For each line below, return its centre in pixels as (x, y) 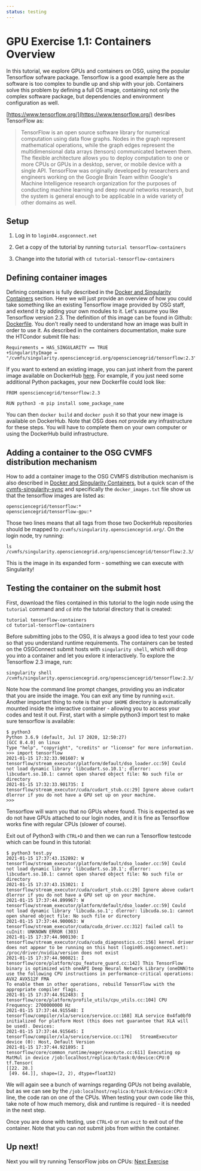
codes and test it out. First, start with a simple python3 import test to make (98, 715)
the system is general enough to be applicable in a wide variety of (102, 196)
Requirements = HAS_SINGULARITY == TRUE (57, 348)
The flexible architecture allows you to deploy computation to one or (105, 158)
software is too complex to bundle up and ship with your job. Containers (95, 83)
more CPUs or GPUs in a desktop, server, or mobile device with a (101, 164)
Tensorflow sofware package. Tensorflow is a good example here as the (95, 77)
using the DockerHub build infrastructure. (57, 434)
